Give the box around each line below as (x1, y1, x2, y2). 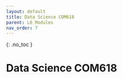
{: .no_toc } (6, 41, 33, 48)
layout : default (6, 8, 46, 15)
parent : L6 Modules (6, 19, 54, 25)
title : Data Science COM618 (6, 14, 75, 20)
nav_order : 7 (6, 25, 38, 31)
